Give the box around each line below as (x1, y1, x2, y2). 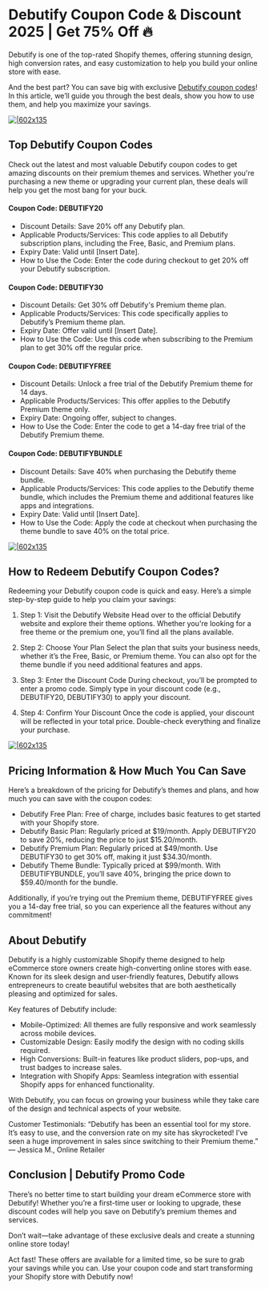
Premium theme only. (19, 405, 90, 414)
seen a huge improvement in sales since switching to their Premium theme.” (8, 1137, 259, 1145)
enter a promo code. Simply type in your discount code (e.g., (19, 684, 222, 693)
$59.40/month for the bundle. (19, 877, 118, 888)
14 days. (19, 388, 48, 397)
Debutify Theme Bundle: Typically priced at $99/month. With (19, 860, 221, 870)
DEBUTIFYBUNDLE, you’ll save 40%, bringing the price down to (19, 869, 231, 879)
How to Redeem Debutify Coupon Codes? (8, 564, 220, 579)
